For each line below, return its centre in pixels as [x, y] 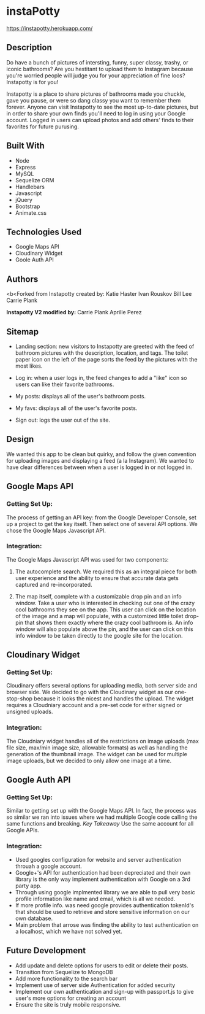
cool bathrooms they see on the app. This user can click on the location [106, 610]
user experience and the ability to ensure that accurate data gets [97, 578]
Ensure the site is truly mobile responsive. [68, 1004]
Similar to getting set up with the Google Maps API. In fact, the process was [102, 811]
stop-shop [19, 699]
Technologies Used [44, 232]
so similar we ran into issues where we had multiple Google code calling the [102, 817]
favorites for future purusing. [43, 126]
